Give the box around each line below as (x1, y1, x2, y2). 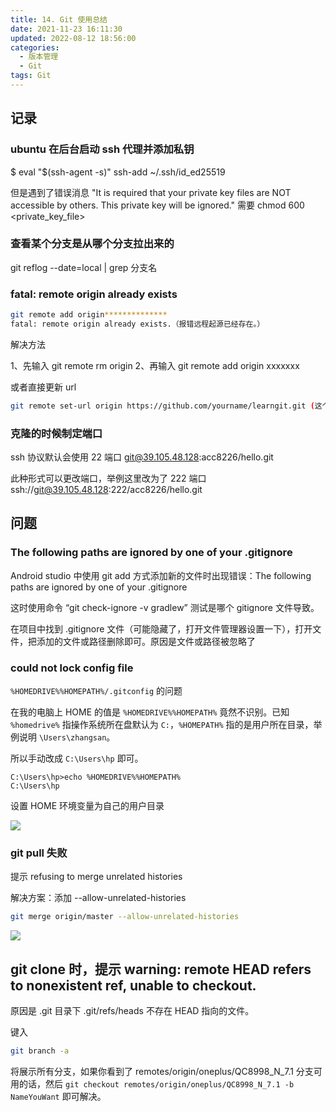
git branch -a (10, 1046, 70, 1056)
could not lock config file (10, 661, 134, 675)
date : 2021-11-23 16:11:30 (10, 24, 123, 34)
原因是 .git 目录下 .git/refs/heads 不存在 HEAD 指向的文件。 (10, 1005, 255, 1017)
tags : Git (10, 71, 52, 81)
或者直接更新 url (10, 381, 77, 393)
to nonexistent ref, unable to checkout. (10, 977, 257, 994)
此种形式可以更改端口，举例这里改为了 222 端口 (10, 472, 207, 485)
